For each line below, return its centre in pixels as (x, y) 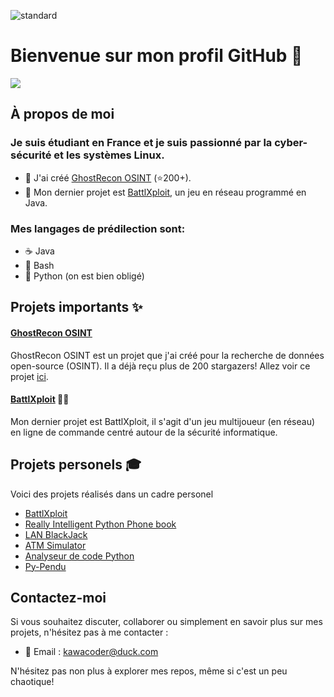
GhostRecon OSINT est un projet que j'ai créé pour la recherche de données (167, 355)
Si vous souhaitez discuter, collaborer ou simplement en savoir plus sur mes (166, 622)
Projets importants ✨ (76, 307)
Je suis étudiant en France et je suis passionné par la (141, 143)
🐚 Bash (39, 265)
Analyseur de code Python (79, 556)
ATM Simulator (55, 545)
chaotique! (32, 682)
